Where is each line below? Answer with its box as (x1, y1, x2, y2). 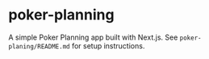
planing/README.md (8, 42, 70, 50)
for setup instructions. (71, 40, 145, 50)
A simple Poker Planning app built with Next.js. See (8, 32, 178, 42)
